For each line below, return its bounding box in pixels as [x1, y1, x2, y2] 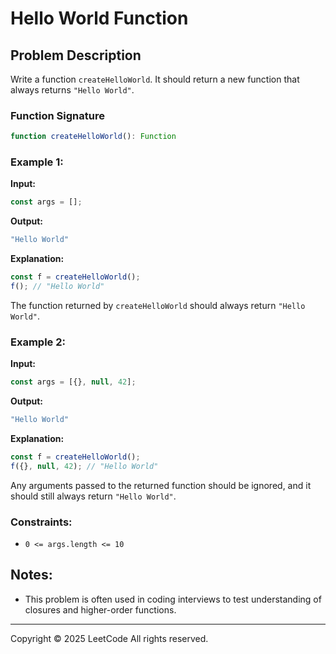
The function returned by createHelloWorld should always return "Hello [10, 299, 306, 311]
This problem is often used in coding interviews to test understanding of [24, 593, 322, 605]
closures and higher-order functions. [24, 603, 177, 616]
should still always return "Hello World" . [10, 490, 177, 502]
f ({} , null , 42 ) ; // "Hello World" [10, 461, 159, 471]
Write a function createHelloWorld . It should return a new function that [10, 73, 300, 85]
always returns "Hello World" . [10, 84, 135, 96]
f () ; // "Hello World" [10, 282, 105, 292]
